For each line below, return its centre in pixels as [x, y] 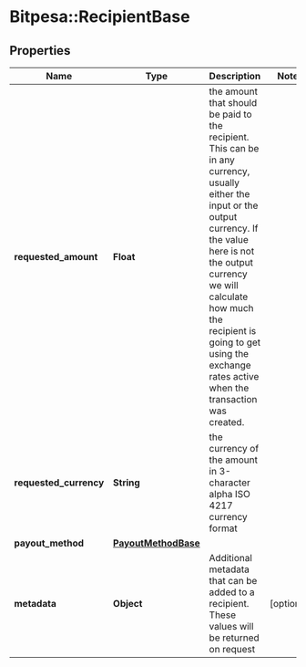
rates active [234, 376]
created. [227, 422]
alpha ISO [229, 494]
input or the [234, 205]
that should [233, 103]
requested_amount [56, 257]
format [224, 528]
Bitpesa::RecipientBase [100, 17]
